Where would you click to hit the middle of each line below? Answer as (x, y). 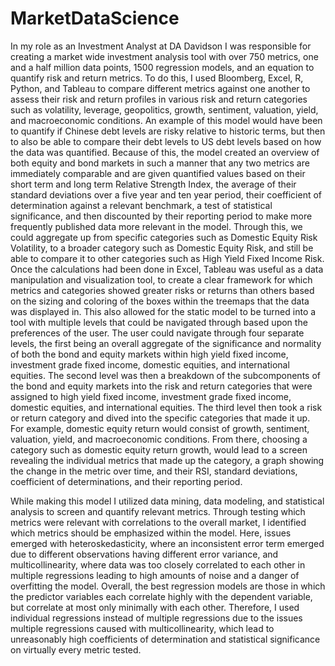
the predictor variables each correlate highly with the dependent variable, (161, 596)
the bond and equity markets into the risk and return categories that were (161, 386)
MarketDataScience (95, 18)
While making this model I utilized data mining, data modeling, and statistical (167, 501)
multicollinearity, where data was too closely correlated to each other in (158, 564)
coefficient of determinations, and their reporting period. (126, 481)
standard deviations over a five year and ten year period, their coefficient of (166, 194)
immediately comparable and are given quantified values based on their (158, 173)
